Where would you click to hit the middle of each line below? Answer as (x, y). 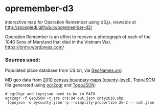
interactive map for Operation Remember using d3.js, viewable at (70, 22)
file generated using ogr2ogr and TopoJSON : (51, 85)
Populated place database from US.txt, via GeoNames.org (64, 70)
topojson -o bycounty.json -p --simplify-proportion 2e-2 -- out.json (80, 103)
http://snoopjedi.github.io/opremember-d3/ (49, 27)
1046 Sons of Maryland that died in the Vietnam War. (58, 42)
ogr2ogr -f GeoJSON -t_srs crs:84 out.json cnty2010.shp (64, 98)
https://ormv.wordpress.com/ (35, 47)
